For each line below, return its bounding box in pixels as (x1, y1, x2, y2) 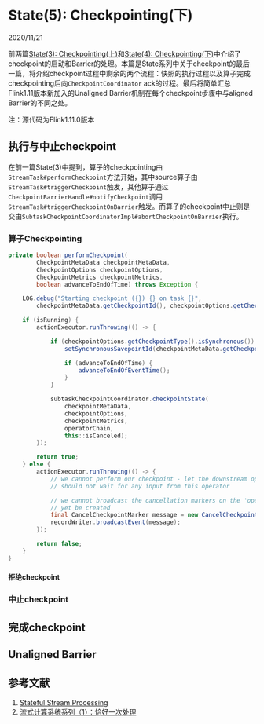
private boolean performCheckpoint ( (8, 251, 128, 259)
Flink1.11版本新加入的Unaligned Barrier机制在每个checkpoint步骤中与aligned (8, 88, 254, 97)
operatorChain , (64, 424, 114, 432)
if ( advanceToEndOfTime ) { (64, 359, 153, 367)
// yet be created (49, 503, 111, 512)
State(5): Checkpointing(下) (8, 6, 193, 24)
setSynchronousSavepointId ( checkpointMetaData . (64, 345, 223, 353)
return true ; (36, 453, 79, 461)
